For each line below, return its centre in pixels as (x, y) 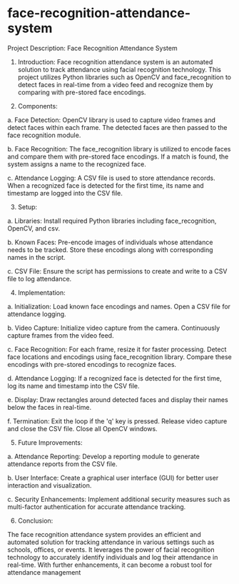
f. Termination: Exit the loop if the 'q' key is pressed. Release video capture (117, 421)
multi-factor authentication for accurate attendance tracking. (97, 507)
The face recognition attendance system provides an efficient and (104, 534)
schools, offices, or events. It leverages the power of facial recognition (111, 549)
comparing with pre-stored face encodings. (82, 92)
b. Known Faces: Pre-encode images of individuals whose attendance (110, 242)
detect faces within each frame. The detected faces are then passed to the (117, 127)
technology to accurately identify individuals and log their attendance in (113, 557)
